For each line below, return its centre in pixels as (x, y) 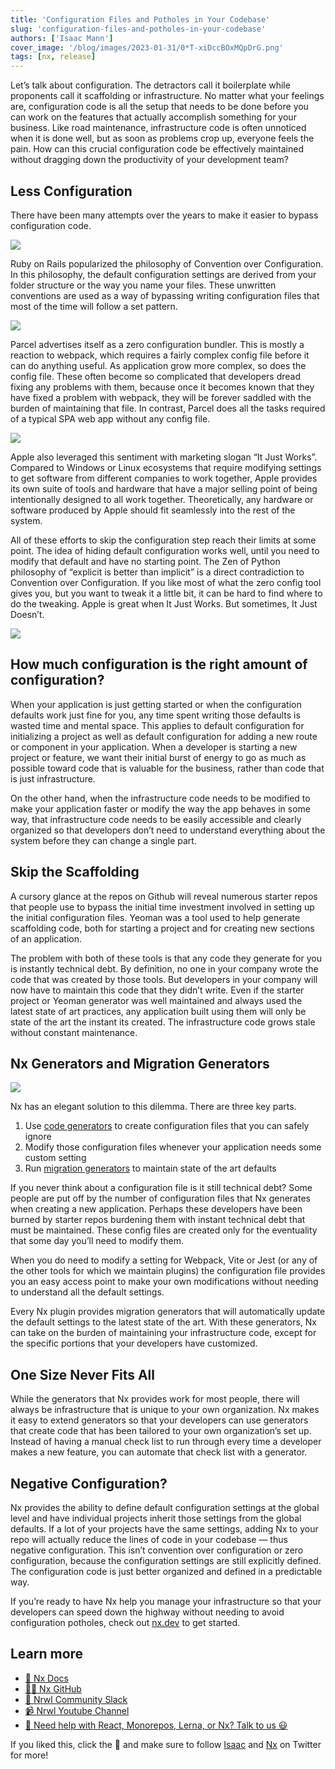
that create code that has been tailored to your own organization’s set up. (161, 1431)
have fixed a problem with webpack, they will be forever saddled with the (161, 397)
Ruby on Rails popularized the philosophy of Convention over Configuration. (167, 263)
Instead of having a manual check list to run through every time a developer (166, 1442)
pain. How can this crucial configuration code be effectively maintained (157, 149)
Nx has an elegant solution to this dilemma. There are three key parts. (153, 1107)
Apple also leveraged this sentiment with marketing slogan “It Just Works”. (164, 457)
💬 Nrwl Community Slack (76, 1699)
